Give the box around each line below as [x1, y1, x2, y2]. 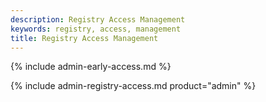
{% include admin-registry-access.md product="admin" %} [10, 80, 257, 92]
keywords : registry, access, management [10, 24, 182, 34]
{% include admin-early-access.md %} [10, 61, 172, 73]
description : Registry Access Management [10, 14, 186, 25]
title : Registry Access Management [10, 33, 159, 43]
